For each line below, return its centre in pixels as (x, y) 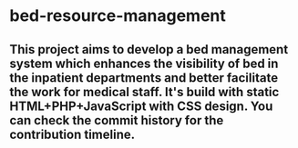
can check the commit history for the (117, 120)
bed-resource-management (118, 16)
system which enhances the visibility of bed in (144, 63)
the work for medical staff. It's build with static (144, 92)
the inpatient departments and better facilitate (144, 78)
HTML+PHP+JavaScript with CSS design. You (141, 106)
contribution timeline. (72, 134)
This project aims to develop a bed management (149, 49)
